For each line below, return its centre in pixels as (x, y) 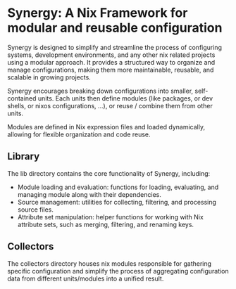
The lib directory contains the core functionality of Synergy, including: (109, 173)
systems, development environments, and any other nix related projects (111, 55)
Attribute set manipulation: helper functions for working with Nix (111, 217)
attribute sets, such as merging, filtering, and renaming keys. (106, 224)
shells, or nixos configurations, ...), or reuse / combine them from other (110, 105)
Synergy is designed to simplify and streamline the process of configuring (114, 47)
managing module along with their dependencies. (89, 194)
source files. (36, 210)
